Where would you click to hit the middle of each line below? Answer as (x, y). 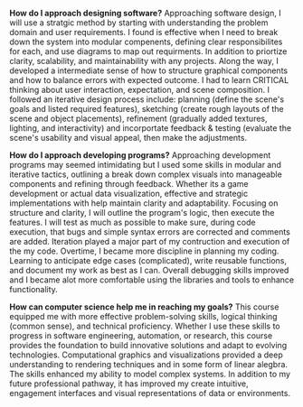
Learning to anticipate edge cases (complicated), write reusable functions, (148, 260)
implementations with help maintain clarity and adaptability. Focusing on (144, 203)
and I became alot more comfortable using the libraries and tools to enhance (152, 280)
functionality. (34, 289)
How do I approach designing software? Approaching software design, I (146, 13)
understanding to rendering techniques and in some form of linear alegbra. (148, 364)
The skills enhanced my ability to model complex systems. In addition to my (150, 374)
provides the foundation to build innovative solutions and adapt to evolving (148, 345)
